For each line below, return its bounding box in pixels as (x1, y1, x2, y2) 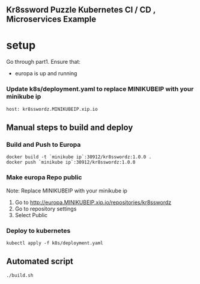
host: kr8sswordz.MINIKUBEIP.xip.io (6, 106, 98, 112)
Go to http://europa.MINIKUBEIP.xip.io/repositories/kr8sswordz (14, 199, 172, 206)
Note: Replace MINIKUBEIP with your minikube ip (6, 187, 128, 194)
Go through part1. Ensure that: (6, 58, 81, 66)
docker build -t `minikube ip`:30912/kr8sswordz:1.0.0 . (6, 154, 152, 160)
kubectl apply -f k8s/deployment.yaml (6, 240, 103, 246)
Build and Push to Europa (6, 140, 81, 149)
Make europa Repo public (6, 173, 82, 182)
